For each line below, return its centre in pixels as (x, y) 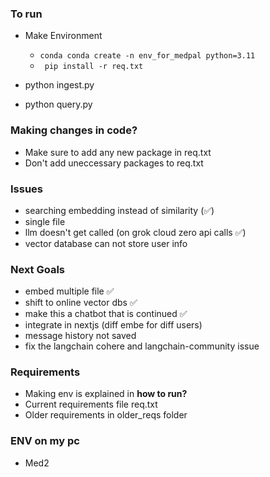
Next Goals (38, 269)
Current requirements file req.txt (91, 404)
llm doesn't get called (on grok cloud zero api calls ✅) (135, 232)
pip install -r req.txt (94, 67)
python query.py (58, 104)
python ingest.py (59, 85)
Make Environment (63, 36)
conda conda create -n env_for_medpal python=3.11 (147, 56)
